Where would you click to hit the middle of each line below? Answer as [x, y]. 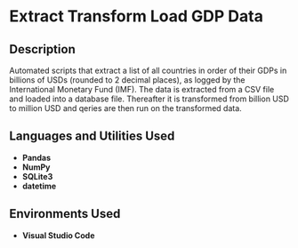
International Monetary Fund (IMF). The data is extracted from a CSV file [142, 89]
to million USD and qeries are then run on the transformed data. [125, 108]
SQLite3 [37, 176]
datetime [39, 186]
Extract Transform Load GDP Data [137, 16]
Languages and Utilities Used [92, 136]
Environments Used [65, 214]
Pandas [36, 157]
